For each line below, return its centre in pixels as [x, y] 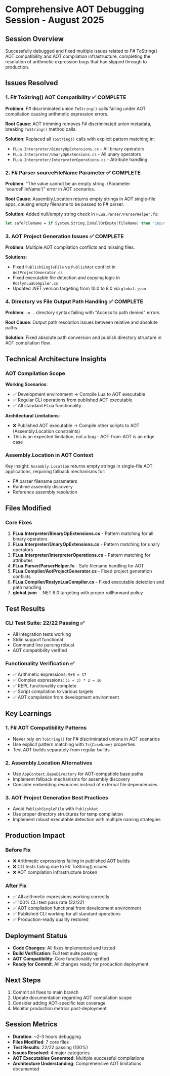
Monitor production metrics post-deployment [60, 1008]
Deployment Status [36, 936]
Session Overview [35, 39]
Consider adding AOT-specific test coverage [59, 1003]
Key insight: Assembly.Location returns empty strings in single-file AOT [79, 466]
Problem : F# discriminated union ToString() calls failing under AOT [75, 108]
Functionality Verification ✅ [40, 663]
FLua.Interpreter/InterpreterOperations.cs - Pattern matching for [81, 555]
